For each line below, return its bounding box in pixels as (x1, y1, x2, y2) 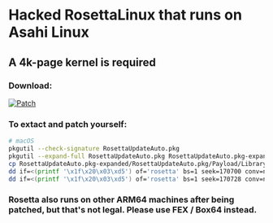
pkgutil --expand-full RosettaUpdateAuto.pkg (8, 152, 165, 160)
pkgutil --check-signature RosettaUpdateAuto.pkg (8, 145, 180, 153)
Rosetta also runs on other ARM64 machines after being (8, 194, 235, 205)
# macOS (8, 137, 35, 146)
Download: (8, 80, 53, 91)
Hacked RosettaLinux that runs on (8, 6, 242, 24)
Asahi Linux (8, 23, 89, 42)
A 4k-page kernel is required (8, 55, 156, 69)
